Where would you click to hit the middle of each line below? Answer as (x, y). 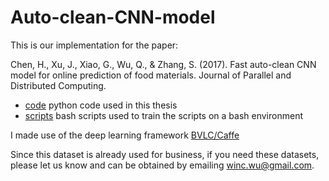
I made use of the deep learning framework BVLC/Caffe (125, 135)
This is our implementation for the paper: (94, 45)
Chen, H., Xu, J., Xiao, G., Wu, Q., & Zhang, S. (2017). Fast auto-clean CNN (163, 64)
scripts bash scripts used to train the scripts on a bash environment (163, 115)
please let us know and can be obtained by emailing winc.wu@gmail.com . (162, 165)
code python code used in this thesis (101, 105)
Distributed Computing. (58, 85)
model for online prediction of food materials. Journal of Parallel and (151, 75)
